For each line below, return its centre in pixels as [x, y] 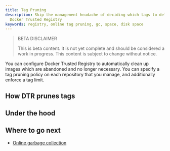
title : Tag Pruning [26, 10]
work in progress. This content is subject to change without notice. [87, 54]
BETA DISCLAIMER [37, 39]
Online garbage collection [39, 142]
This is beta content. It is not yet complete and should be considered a [91, 48]
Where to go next [33, 130]
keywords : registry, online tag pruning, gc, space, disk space [74, 24]
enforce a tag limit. [25, 80]
